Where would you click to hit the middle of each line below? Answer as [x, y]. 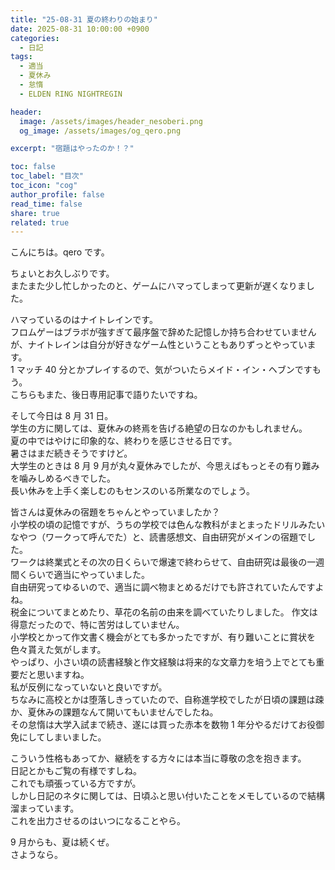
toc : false [33, 167]
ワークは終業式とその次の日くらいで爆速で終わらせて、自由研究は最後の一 [163, 562]
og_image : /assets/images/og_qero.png [100, 131]
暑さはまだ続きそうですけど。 [71, 453]
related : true [40, 222]
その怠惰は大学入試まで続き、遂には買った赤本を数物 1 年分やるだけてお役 [163, 725]
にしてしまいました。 [62, 737]
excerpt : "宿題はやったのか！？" [72, 149]
